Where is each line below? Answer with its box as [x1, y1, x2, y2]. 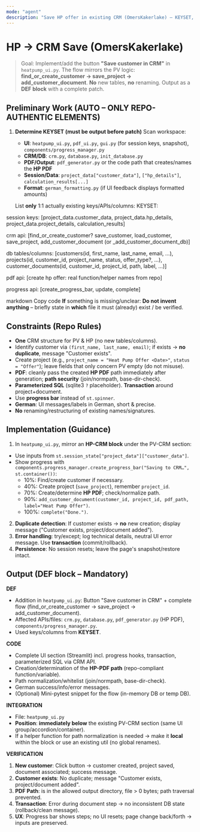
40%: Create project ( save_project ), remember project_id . [23, 483, 170, 490]
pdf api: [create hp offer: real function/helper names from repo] [6, 274, 163, 282]
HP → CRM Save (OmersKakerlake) [6, 40, 184, 54]
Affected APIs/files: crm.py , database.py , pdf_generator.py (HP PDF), [14, 616, 184, 623]
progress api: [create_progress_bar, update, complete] [6, 286, 141, 293]
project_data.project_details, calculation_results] [6, 220, 126, 228]
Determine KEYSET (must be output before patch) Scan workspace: [14, 128, 187, 135]
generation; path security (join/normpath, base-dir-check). [14, 375, 162, 382]
